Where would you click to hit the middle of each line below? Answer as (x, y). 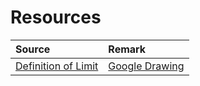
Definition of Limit (57, 66)
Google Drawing (146, 66)
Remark (127, 49)
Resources (56, 17)
